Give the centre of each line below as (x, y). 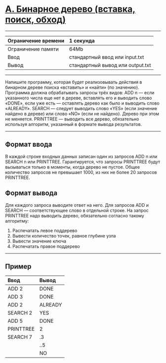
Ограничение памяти (33, 49)
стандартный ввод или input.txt (106, 57)
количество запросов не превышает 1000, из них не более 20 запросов (81, 172)
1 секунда (82, 41)
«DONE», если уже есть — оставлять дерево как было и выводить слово (82, 103)
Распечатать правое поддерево (46, 246)
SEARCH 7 (20, 337)
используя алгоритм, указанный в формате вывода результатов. (74, 124)
